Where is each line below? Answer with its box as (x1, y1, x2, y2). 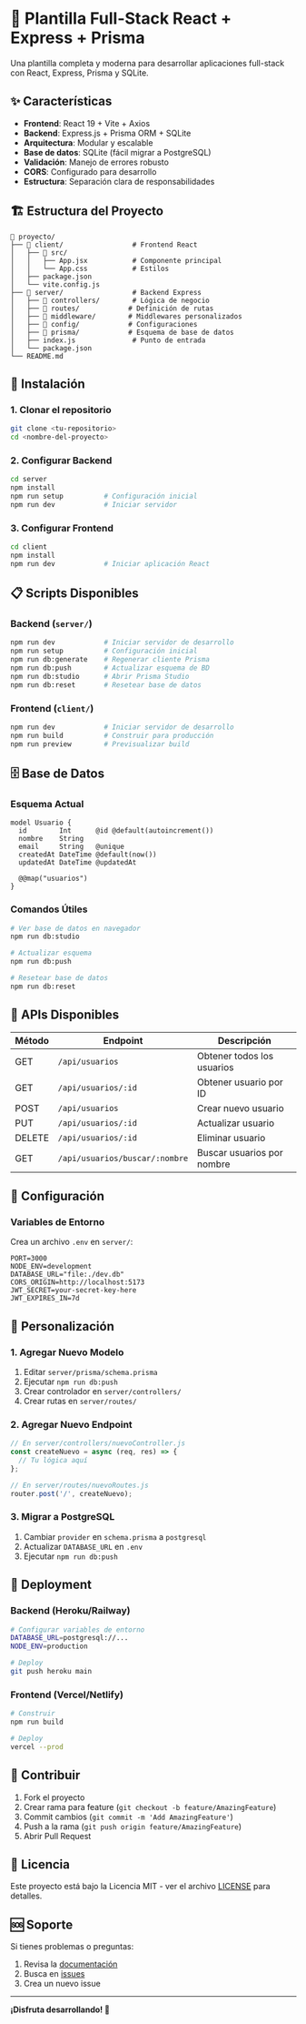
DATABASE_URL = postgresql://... (10, 1634, 129, 1643)
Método (15, 1034, 49, 1047)
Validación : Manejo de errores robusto (23, 157, 169, 167)
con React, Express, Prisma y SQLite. (10, 67, 149, 78)
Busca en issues (23, 1968, 85, 1979)
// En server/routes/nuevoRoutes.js (10, 1481, 149, 1490)
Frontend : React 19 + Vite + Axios (23, 117, 151, 128)
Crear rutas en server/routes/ (23, 1396, 137, 1406)
